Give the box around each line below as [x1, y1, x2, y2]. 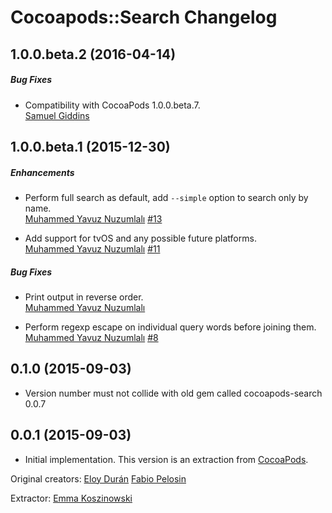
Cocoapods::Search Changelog [10, 6, 278, 29]
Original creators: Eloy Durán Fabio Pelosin [10, 472, 187, 485]
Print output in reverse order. [24, 291, 144, 303]
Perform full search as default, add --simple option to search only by [24, 191, 309, 203]
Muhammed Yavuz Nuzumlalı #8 [24, 331, 159, 343]
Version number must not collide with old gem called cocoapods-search [24, 387, 323, 399]
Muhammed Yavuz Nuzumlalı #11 [24, 242, 161, 255]
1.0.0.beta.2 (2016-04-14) [10, 46, 177, 63]
